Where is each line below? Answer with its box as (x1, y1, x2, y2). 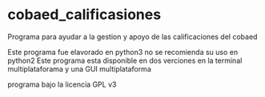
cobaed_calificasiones (7, 6, 162, 24)
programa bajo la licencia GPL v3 (7, 80, 117, 89)
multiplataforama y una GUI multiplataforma (7, 64, 151, 73)
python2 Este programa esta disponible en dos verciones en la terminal (7, 56, 243, 65)
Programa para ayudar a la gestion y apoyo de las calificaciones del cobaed (7, 32, 258, 41)
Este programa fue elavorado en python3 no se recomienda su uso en (7, 47, 238, 56)
